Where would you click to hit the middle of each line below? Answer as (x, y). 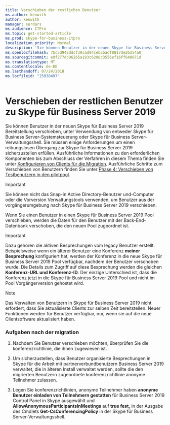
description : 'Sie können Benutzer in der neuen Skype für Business (79, 48)
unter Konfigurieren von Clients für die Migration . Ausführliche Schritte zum (84, 164)
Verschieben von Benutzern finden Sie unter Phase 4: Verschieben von (79, 169)
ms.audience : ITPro (26, 29)
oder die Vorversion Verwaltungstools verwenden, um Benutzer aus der (80, 200)
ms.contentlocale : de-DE (31, 67)
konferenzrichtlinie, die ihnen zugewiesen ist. (60, 349)
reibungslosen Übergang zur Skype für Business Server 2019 (69, 147)
